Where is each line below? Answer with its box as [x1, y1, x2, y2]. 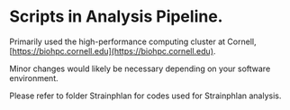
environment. [9, 72, 59, 83]
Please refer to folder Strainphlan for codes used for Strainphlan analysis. [9, 90, 282, 101]
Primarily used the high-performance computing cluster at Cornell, [9, 36, 257, 47]
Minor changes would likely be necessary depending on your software [9, 63, 271, 74]
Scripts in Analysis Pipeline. [9, 6, 223, 27]
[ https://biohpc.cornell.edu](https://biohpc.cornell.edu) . [9, 45, 216, 56]
